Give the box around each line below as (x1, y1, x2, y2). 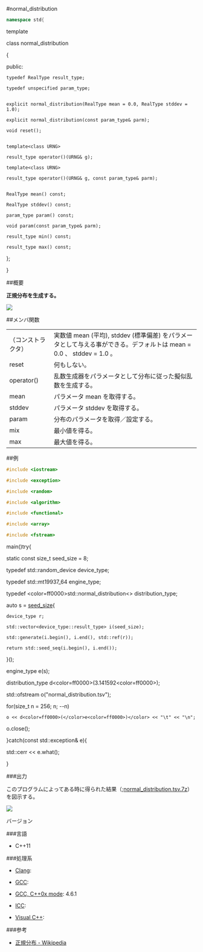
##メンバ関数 (6, 316, 40, 323)
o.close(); (6, 725, 30, 732)
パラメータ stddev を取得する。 (53, 404, 143, 412)
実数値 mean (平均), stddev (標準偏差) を (53, 331, 169, 340)
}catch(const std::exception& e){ (6, 737, 88, 744)
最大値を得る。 (53, 438, 97, 446)
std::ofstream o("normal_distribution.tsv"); (6, 691, 111, 698)
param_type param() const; (6, 212, 74, 218)
